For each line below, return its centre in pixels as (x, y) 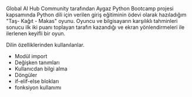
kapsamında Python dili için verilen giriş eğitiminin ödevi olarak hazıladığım (96, 15)
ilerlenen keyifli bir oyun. (36, 34)
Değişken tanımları (37, 62)
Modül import (31, 56)
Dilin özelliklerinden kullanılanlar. (46, 45)
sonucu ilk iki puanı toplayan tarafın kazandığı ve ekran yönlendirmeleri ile (95, 27)
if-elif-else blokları (37, 81)
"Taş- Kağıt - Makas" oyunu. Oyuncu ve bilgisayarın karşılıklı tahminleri (92, 21)
